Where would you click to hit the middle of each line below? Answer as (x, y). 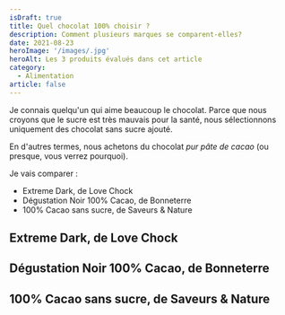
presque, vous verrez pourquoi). (69, 156)
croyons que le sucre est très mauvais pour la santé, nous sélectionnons (143, 119)
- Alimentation (46, 76)
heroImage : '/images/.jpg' (60, 51)
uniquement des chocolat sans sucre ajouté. (91, 129)
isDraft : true (36, 17)
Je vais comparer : (44, 173)
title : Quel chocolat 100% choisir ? (80, 26)
